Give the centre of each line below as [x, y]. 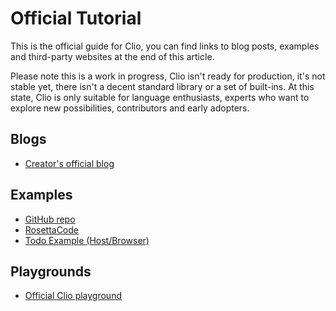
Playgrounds [51, 271]
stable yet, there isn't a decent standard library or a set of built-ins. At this [162, 86]
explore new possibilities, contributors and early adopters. [130, 108]
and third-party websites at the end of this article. [112, 56]
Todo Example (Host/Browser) [87, 240]
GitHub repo [50, 219]
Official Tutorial [76, 18]
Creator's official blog [69, 163]
